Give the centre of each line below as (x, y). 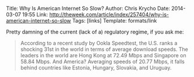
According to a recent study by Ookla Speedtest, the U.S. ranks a (99, 43)
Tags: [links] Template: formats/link (115, 21)
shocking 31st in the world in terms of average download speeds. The (104, 49)
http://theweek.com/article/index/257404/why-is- (109, 14)
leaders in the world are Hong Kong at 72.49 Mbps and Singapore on (103, 55)
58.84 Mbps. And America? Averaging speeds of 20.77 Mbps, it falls (103, 61)
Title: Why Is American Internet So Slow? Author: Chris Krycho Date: (88, 8)
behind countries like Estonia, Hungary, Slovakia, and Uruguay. (96, 68)
